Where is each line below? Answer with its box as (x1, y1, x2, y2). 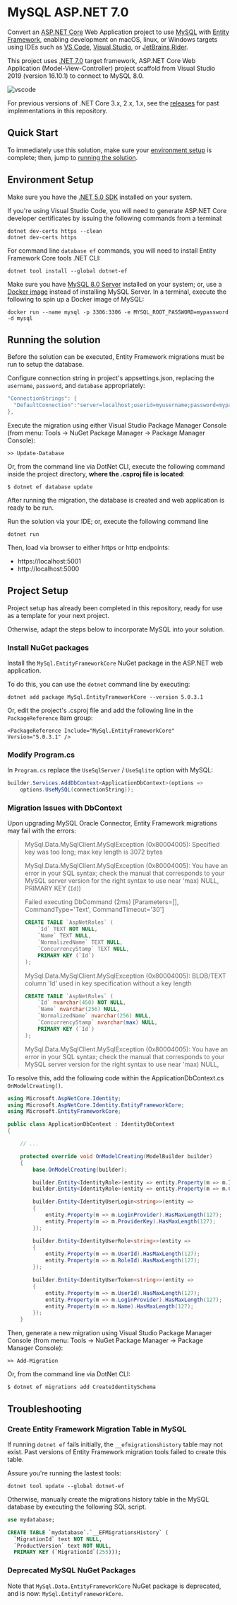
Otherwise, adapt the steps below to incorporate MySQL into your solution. (7, 624, 225, 634)
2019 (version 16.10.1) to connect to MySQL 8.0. (7, 72, 145, 80)
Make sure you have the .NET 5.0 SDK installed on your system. (7, 193, 193, 201)
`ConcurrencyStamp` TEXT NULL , (37, 945, 130, 952)
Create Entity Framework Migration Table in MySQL (7, 1424, 187, 1434)
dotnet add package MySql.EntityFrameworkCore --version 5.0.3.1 (7, 694, 203, 701)
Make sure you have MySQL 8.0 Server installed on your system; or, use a (7, 280, 222, 288)
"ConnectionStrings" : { (7, 395, 78, 402)
